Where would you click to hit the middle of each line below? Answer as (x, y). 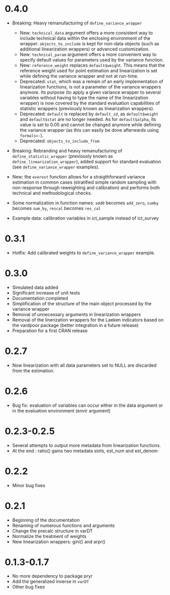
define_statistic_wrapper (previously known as (62, 156)
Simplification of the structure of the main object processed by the (82, 304)
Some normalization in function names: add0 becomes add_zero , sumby (85, 203)
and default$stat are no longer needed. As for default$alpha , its (88, 119)
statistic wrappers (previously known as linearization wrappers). (87, 108)
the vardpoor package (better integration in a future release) (75, 325)
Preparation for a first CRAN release (50, 331)
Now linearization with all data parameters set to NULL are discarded (84, 365)
